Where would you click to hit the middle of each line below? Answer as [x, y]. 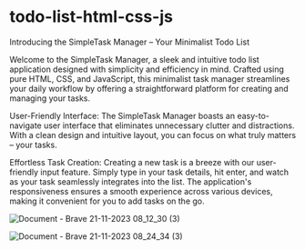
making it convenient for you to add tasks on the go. [107, 201]
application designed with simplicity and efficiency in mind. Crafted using [147, 69]
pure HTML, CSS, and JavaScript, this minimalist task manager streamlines [150, 78]
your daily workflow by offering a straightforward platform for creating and [149, 88]
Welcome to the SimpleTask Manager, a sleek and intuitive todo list [134, 59]
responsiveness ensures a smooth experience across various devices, [141, 191]
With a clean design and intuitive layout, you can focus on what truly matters [153, 135]
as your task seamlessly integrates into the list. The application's [131, 181]
